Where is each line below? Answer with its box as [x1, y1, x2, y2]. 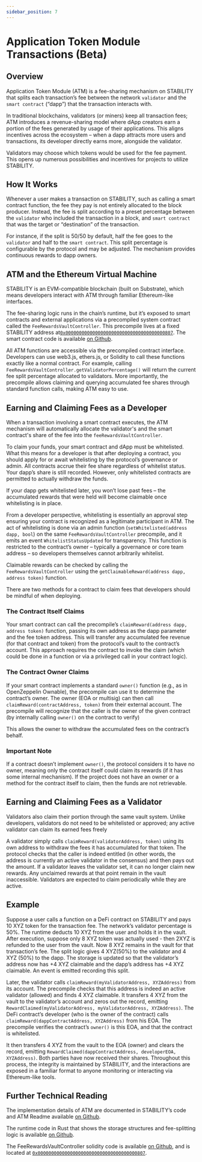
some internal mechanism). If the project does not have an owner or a [6, 773, 179, 780]
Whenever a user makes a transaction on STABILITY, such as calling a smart [6, 195, 195, 202]
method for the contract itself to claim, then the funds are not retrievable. [6, 779, 188, 786]
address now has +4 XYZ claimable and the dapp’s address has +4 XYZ [6, 960, 185, 968]
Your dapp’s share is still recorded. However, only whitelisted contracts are [6, 469, 191, 476]
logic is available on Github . [6, 1131, 75, 1139]
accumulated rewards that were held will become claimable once [6, 493, 167, 500]
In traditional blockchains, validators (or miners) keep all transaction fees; [6, 112, 188, 119]
